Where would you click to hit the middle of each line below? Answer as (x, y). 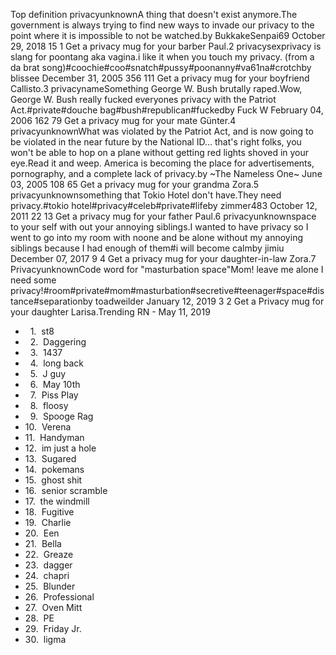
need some (33, 280)
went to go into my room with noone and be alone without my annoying (156, 237)
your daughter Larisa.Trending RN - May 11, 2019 (110, 312)
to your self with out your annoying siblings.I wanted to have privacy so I (159, 227)
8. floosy (49, 405)
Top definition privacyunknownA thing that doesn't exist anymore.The (154, 14)
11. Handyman (54, 437)
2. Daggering (58, 342)
